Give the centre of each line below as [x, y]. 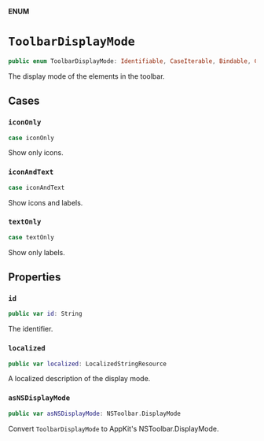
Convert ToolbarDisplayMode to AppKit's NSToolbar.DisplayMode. [114, 428]
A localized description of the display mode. [79, 379]
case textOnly [31, 237]
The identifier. [31, 329]
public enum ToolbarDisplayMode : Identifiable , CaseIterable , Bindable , [130, 61]
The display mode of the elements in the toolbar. [86, 76]
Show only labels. [37, 252]
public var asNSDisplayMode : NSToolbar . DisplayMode [94, 413]
